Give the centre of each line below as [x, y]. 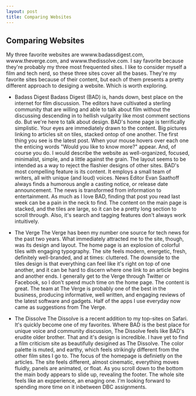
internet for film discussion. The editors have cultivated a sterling [92, 104]
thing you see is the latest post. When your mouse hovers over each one [101, 140]
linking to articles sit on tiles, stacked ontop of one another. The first [96, 135]
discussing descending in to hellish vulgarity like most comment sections [102, 116]
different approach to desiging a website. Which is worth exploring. [87, 86]
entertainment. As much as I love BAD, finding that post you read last [97, 197]
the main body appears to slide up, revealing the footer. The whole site [99, 374]
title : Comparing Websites [39, 17]
